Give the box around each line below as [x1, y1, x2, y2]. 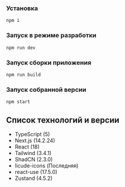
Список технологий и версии [6, 115, 120, 125]
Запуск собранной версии [6, 85, 86, 93]
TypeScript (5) [14, 131, 50, 137]
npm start [6, 99, 31, 105]
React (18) [14, 143, 40, 150]
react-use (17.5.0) [14, 169, 57, 175]
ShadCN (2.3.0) [14, 156, 53, 163]
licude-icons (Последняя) [14, 162, 79, 169]
